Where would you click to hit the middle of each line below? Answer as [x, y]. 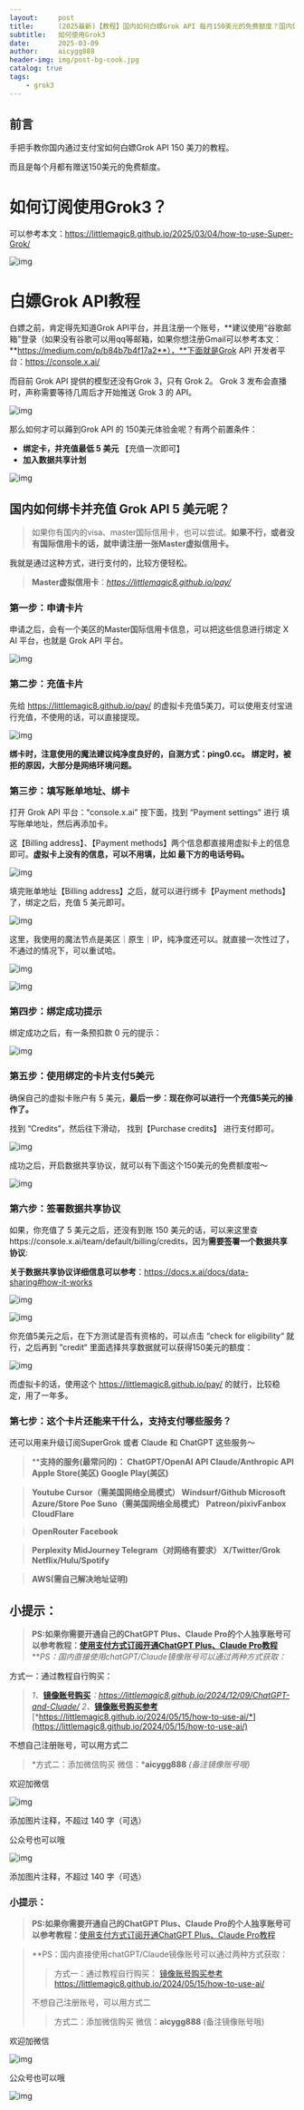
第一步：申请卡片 [47, 608]
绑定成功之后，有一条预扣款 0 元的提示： [85, 1033]
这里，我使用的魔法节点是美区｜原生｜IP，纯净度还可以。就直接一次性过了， [152, 939]
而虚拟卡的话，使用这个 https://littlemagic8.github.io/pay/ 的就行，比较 [141, 1384]
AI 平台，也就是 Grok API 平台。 [69, 641]
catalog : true [36, 69]
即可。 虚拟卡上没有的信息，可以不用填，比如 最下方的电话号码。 [129, 854]
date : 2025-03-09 [54, 43]
